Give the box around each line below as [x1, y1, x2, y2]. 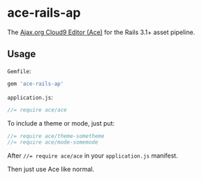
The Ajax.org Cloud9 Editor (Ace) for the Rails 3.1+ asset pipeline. [7, 28, 196, 36]
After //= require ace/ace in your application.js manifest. [7, 151, 178, 160]
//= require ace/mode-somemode [7, 139, 99, 146]
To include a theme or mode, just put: [7, 119, 115, 127]
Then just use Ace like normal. [7, 165, 94, 174]
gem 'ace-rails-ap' [7, 80, 64, 87]
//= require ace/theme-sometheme [7, 133, 105, 140]
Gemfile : [7, 66, 31, 75]
